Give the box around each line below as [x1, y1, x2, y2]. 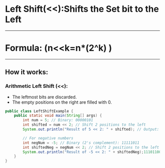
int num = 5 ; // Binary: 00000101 [23, 118, 93, 123]
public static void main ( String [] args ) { [14, 113, 102, 118]
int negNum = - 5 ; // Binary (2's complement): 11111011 [23, 140, 139, 145]
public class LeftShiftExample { [5, 109, 74, 113]
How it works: [5, 68, 48, 77]
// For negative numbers [23, 136, 74, 140]
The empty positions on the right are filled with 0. [12, 99, 112, 105]
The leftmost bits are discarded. [12, 94, 77, 100]
